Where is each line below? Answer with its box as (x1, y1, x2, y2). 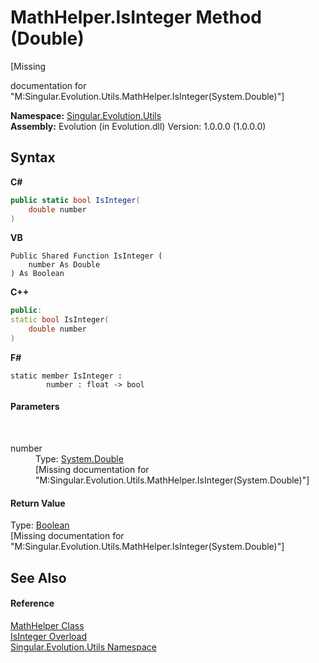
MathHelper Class (10, 619, 85, 631)
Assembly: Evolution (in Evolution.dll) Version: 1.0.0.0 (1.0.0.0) (10, 120, 267, 132)
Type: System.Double (35, 453, 124, 465)
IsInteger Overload (10, 630, 88, 642)
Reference (10, 597, 55, 610)
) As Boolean (10, 269, 65, 279)
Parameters (10, 401, 60, 413)
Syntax (10, 149, 56, 166)
